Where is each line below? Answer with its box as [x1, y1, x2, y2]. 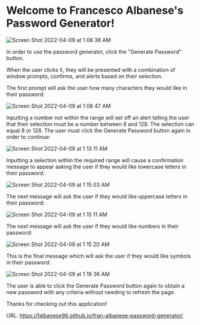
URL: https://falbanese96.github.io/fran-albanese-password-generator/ [6, 312, 183, 319]
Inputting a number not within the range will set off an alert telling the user [6, 114, 190, 121]
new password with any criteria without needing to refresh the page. [6, 288, 175, 295]
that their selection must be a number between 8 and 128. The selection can [6, 120, 195, 127]
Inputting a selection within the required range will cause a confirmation [6, 156, 184, 163]
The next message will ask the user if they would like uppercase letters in [6, 192, 188, 200]
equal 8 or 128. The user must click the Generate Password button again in [6, 127, 191, 134]
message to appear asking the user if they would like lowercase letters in [6, 163, 187, 170]
